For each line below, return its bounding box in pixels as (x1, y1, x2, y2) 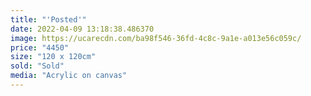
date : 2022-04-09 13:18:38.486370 (10, 24, 155, 34)
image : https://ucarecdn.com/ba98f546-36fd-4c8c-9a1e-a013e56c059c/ (10, 33, 302, 43)
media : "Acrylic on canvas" (10, 71, 128, 81)
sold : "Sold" (10, 61, 65, 71)
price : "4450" (10, 42, 70, 53)
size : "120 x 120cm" (10, 52, 97, 62)
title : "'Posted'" (10, 14, 87, 25)
